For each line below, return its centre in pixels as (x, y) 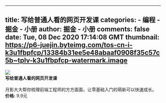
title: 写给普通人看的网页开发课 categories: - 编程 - (83, 20)
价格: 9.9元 (16, 96)
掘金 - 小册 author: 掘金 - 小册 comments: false (77, 29)
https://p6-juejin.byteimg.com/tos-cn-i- (69, 45)
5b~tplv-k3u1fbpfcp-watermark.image (66, 61)
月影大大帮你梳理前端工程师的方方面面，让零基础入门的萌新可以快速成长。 (81, 89)
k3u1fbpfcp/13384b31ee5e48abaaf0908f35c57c (83, 53)
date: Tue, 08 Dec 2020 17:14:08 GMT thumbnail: (82, 37)
